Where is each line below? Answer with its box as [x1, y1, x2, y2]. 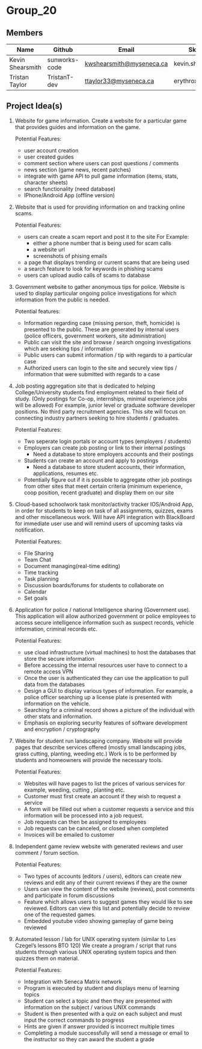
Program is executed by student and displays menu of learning [23, 984, 180, 992]
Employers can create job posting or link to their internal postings [23, 444, 186, 451]
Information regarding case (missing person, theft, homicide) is [23, 319, 180, 326]
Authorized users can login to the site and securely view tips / [23, 364, 177, 371]
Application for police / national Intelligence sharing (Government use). [14, 606, 191, 613]
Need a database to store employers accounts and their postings [32, 450, 194, 458]
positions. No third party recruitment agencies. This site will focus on [14, 408, 186, 415]
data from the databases [23, 681, 85, 688]
